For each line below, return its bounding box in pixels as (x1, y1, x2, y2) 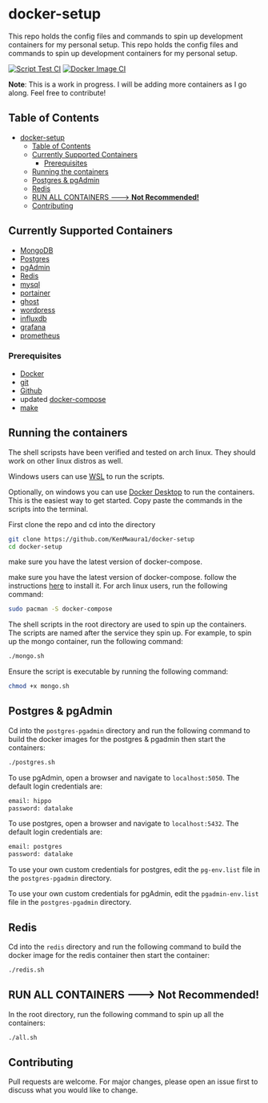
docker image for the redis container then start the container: (8, 951, 210, 960)
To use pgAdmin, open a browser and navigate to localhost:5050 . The (8, 773, 240, 782)
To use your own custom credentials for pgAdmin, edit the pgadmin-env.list (8, 889, 259, 898)
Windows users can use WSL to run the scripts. (8, 471, 166, 481)
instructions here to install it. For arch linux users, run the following (8, 581, 228, 590)
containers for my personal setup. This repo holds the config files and (8, 39, 238, 49)
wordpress (19, 305, 56, 314)
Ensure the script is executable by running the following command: (8, 667, 229, 676)
